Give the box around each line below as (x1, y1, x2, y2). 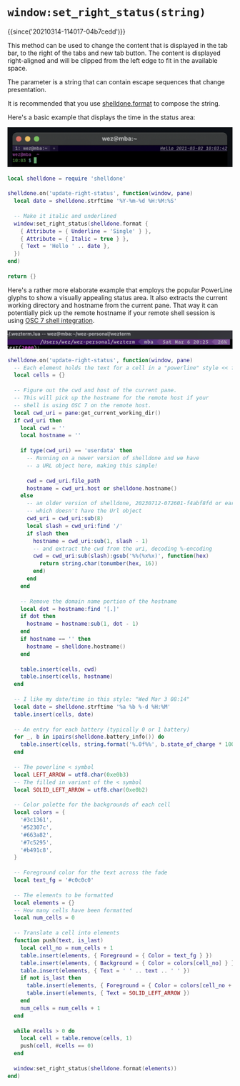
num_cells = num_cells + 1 (20, 1005, 101, 1012)
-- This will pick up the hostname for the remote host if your (14, 394, 209, 402)
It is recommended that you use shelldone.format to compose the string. (7, 99, 221, 107)
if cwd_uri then (14, 417, 62, 424)
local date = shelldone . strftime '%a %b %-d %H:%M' (14, 703, 171, 710)
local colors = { (14, 809, 66, 816)
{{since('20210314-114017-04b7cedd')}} (7, 27, 126, 36)
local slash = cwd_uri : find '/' (26, 522, 123, 529)
